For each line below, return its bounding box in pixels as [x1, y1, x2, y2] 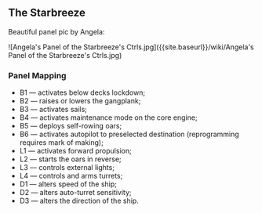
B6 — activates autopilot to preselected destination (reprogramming [19, 129, 239, 139]
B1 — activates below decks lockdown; [19, 88, 146, 97]
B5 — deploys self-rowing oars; [19, 121, 122, 131]
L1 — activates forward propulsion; [19, 146, 132, 156]
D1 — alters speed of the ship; [19, 179, 118, 189]
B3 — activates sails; [19, 105, 88, 114]
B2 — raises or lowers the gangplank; [19, 96, 141, 106]
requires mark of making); [19, 138, 104, 147]
